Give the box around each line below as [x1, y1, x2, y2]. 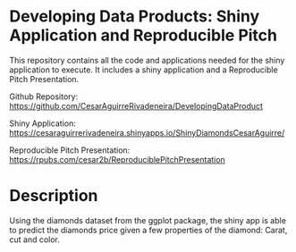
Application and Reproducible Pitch [9, 25, 278, 46]
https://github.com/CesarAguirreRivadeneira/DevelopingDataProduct [9, 100, 264, 111]
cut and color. [9, 234, 61, 245]
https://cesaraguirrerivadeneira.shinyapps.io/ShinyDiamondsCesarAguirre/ [9, 127, 285, 138]
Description [9, 186, 98, 206]
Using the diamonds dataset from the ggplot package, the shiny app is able [9, 214, 286, 225]
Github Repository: [9, 91, 79, 102]
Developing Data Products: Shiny [9, 6, 260, 27]
